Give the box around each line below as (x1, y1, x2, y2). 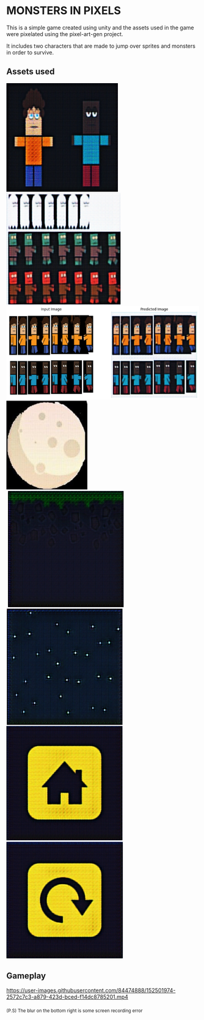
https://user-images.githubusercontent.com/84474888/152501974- (6, 987, 176, 994)
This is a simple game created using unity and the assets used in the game (6, 24, 194, 31)
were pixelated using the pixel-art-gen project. (6, 30, 123, 37)
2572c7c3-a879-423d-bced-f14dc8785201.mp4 (6, 993, 128, 1000)
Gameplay (6, 970, 46, 981)
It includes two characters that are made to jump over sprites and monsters (6, 42, 195, 50)
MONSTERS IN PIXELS (6, 4, 121, 18)
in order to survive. (6, 48, 54, 56)
